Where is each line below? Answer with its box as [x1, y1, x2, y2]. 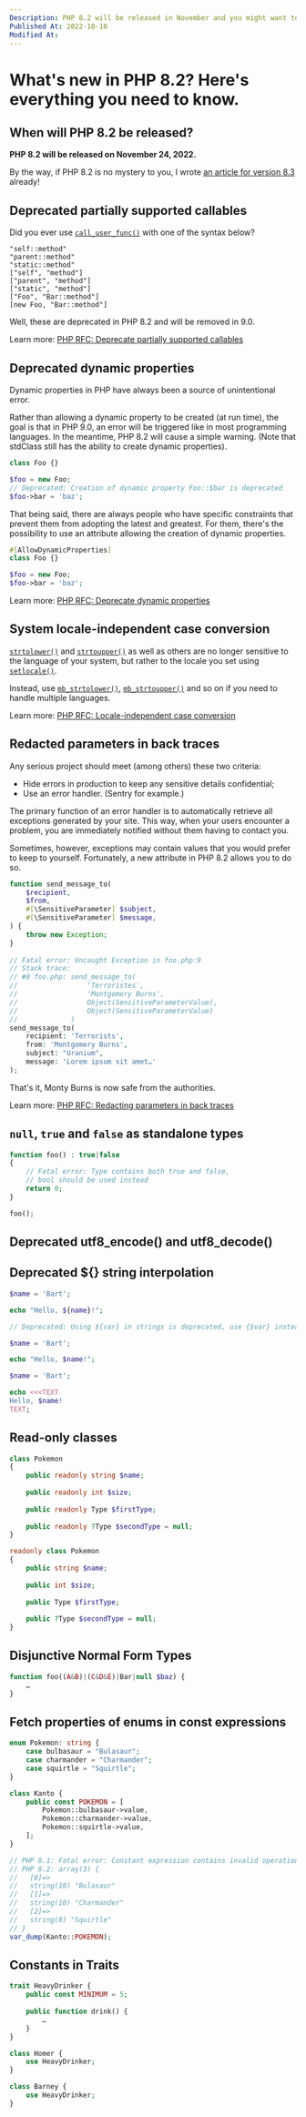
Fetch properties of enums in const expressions [9, 1714, 287, 1730]
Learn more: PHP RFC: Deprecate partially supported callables [9, 334, 244, 345]
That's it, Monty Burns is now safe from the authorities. [9, 1082, 216, 1093]
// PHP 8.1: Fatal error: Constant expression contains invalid [9, 1856, 259, 1865]
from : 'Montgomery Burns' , [25, 1040, 128, 1050]
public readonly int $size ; [25, 1488, 132, 1498]
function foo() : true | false [9, 1150, 120, 1159]
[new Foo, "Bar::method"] [9, 300, 107, 310]
